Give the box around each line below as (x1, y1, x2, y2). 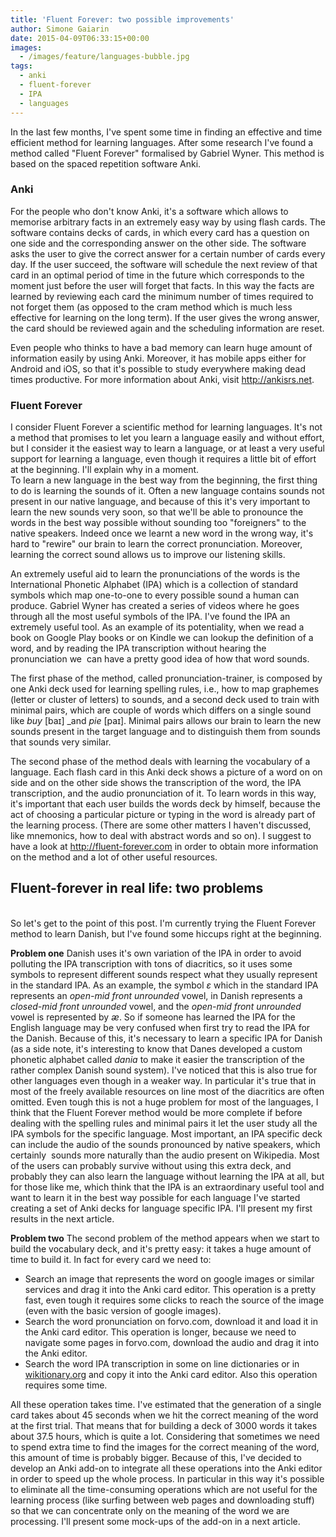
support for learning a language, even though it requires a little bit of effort (10, 453, 317, 465)
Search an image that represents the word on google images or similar (24, 1272, 315, 1285)
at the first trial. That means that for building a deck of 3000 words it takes (10, 1419, 318, 1431)
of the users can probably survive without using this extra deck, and (10, 1159, 292, 1171)
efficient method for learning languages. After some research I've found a (10, 136, 314, 148)
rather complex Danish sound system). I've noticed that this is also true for (10, 1064, 318, 1076)
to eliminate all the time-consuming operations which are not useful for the (10, 1483, 318, 1495)
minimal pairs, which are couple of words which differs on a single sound (10, 704, 312, 716)
